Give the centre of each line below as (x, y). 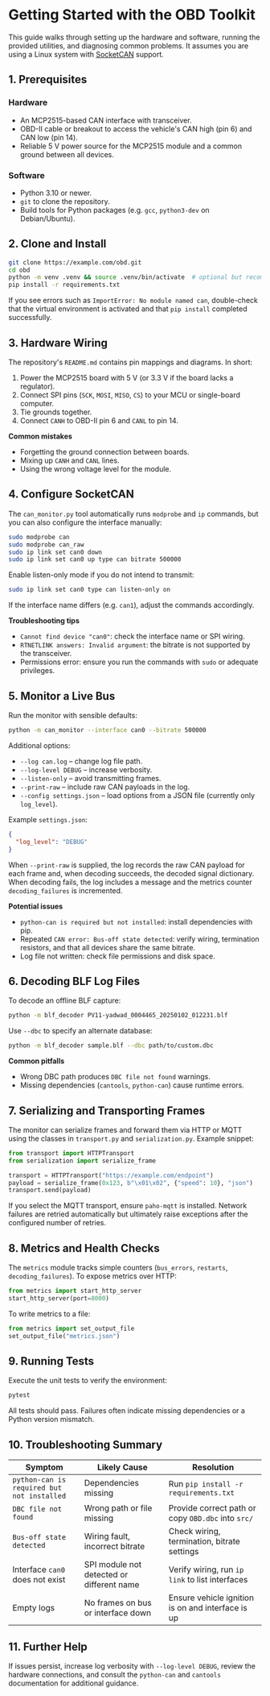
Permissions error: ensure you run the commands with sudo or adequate (139, 662)
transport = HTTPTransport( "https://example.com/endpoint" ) (111, 1175)
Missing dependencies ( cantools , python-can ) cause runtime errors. (132, 1085)
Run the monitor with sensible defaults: (73, 716)
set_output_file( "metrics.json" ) (64, 1336)
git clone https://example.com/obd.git (75, 262)
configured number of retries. (57, 1223)
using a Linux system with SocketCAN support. (86, 54)
